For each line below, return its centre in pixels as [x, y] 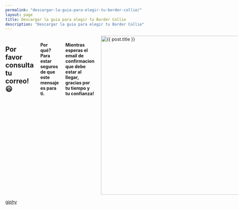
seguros [49, 66]
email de [75, 55]
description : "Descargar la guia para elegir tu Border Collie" [75, 24]
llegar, [72, 77]
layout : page [19, 15]
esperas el [77, 50]
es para [49, 88]
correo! [17, 81]
